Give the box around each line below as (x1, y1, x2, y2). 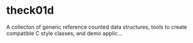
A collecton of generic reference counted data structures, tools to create (6, 23, 188, 30)
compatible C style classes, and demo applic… (6, 29, 123, 36)
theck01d (6, 4, 54, 17)
